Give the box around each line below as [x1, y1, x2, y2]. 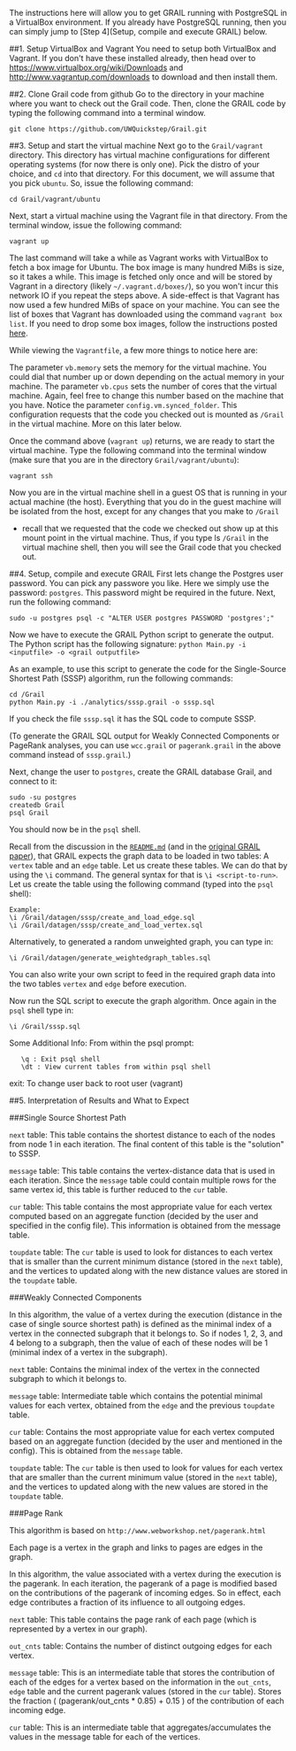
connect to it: [9, 776, 57, 786]
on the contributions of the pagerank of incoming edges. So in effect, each [9, 1588, 281, 1598]
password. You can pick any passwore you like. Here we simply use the [9, 578, 269, 588]
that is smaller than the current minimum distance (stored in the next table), [9, 1256, 284, 1267]
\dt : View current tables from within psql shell [20, 1062, 212, 1071]
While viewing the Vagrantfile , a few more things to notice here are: [9, 345, 258, 355]
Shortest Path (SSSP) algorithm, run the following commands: [9, 673, 233, 683]
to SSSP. [9, 1148, 42, 1159]
